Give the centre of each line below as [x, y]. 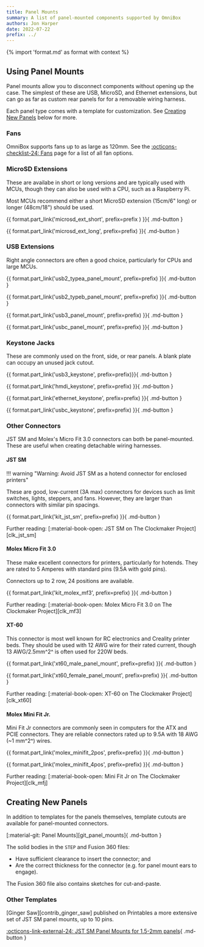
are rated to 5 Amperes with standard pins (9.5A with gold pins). [87, 569]
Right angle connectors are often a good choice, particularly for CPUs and [99, 260]
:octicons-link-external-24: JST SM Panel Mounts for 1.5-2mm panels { [94, 931]
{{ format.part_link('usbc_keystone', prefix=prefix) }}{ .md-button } [90, 410]
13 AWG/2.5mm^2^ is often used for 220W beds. [67, 652]
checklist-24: [23, 153]
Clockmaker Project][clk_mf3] [44, 611]
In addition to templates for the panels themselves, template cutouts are [97, 817]
